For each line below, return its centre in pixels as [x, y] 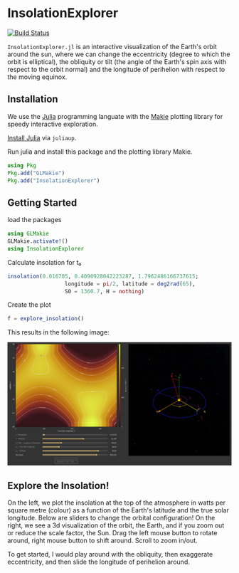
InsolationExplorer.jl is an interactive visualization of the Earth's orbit [112, 46]
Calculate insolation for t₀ [44, 262]
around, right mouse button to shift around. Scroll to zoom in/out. [102, 541]
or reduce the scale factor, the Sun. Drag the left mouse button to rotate [112, 533]
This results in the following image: [58, 332]
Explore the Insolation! [58, 485]
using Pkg [22, 165]
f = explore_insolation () [46, 319]
